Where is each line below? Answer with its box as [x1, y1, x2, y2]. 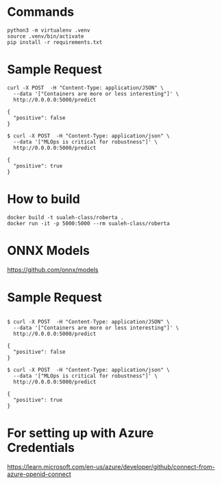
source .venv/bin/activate [7, 32, 84, 40]
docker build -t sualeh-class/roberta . [7, 214, 125, 221]
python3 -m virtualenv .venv [7, 27, 90, 34]
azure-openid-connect [7, 470, 71, 478]
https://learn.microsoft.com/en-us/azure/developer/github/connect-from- [7, 462, 215, 471]
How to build [7, 192, 80, 207]
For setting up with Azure [7, 425, 154, 440]
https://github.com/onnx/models [7, 265, 99, 273]
